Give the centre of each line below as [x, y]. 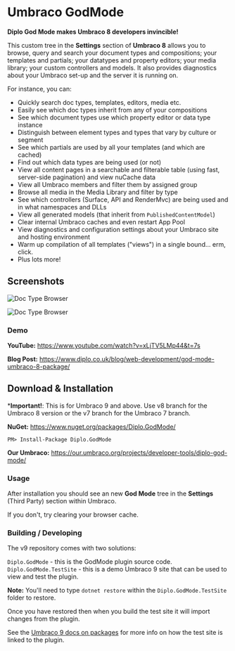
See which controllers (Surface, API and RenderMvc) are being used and [123, 199]
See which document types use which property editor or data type [114, 117]
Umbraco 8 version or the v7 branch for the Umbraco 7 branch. [99, 413]
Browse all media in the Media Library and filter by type [97, 192]
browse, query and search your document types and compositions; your [112, 53]
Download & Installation [61, 388]
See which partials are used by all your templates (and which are [111, 147]
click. [25, 252]
